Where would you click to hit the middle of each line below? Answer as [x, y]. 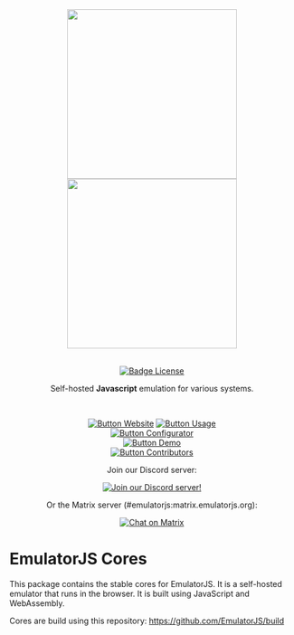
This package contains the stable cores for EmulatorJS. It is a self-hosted [146, 583]
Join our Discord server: [152, 470]
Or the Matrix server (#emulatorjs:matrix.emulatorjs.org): [152, 505]
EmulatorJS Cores [78, 559]
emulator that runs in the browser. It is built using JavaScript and [130, 593]
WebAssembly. [37, 603]
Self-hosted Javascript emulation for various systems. [152, 389]
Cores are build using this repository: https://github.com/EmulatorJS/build [147, 621]
